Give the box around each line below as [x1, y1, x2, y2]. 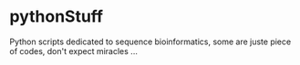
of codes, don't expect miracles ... [9, 45, 139, 56]
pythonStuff [9, 6, 103, 27]
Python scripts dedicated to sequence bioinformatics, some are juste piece [9, 36, 292, 47]
